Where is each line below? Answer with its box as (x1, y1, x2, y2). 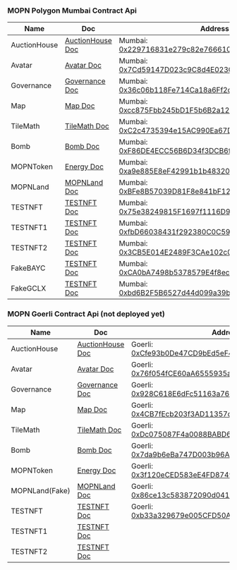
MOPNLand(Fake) (11, 485, 71, 495)
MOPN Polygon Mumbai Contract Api (7, 6, 138, 16)
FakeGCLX (11, 284, 47, 293)
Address (200, 24, 229, 34)
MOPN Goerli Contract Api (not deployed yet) (7, 309, 166, 319)
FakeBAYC (11, 263, 46, 273)
